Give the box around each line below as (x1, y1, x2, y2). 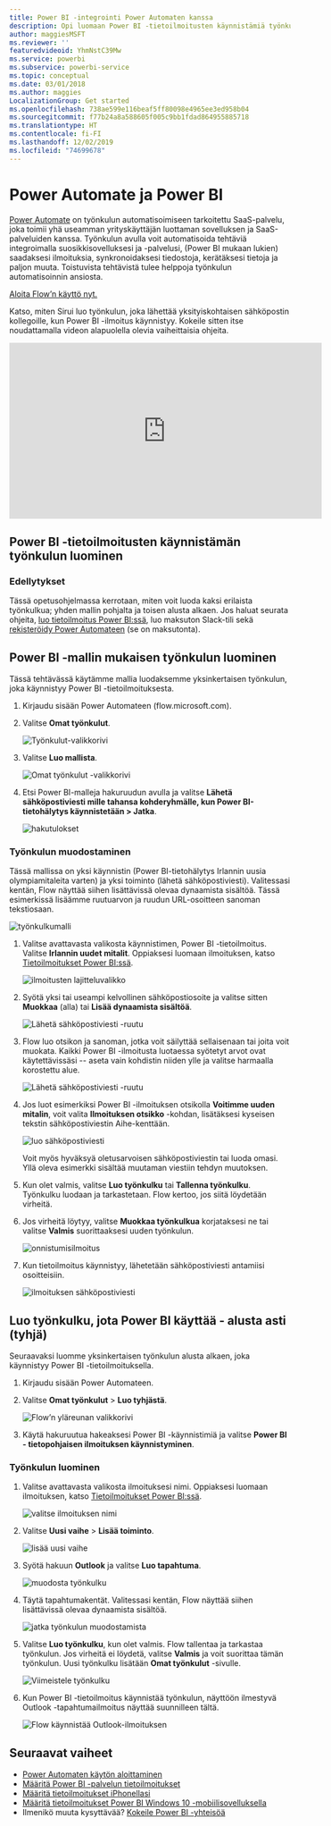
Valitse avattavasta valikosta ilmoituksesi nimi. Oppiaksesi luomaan (21, 1481, 269, 1493)
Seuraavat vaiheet (9, 1745, 113, 1761)
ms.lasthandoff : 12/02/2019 (9, 138, 114, 147)
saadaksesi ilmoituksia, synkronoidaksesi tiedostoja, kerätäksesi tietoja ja (9, 252, 278, 263)
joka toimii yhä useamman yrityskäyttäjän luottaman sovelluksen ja (9, 223, 254, 234)
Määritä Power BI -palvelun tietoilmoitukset (21, 1779, 181, 1789)
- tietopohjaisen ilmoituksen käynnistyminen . (21, 1439, 194, 1450)
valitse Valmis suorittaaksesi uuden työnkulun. (21, 1225, 194, 1236)
